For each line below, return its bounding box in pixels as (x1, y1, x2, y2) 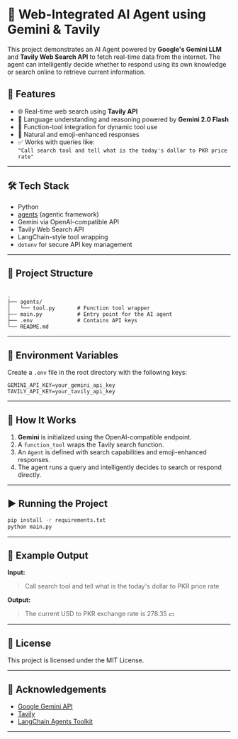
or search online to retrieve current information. (7, 67, 147, 76)
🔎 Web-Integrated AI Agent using (7, 6, 207, 23)
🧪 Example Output (7, 549, 89, 562)
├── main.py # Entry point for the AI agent (7, 311, 173, 318)
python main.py (7, 523, 52, 530)
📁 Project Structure (7, 267, 93, 279)
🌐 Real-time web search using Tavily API (17, 106, 138, 116)
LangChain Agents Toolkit (17, 717, 93, 726)
